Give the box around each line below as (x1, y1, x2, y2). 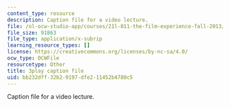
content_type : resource (7, 10, 75, 17)
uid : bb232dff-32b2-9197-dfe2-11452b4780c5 (7, 73, 133, 81)
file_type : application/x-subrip (7, 36, 103, 43)
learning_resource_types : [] (7, 42, 90, 49)
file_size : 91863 (7, 29, 57, 36)
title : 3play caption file (7, 67, 84, 74)
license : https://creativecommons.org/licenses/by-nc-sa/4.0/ (7, 49, 188, 56)
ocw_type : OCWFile (7, 55, 60, 62)
